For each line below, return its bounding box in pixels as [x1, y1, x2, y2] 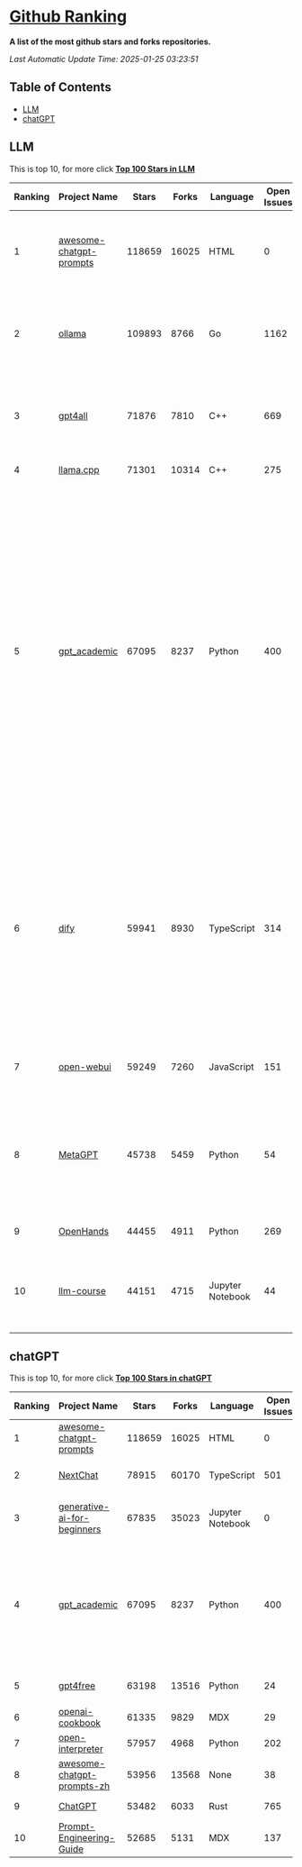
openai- [58, 1706, 93, 1718]
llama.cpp [58, 463, 101, 476]
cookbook [58, 1717, 102, 1729]
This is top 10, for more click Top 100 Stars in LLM [9, 163, 196, 174]
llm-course [58, 1284, 106, 1297]
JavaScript [209, 1061, 254, 1073]
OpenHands [58, 1225, 110, 1237]
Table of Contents [9, 79, 112, 96]
